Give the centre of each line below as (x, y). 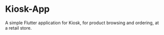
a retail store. (19, 28)
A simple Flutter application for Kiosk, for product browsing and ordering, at (82, 23)
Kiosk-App (27, 9)
